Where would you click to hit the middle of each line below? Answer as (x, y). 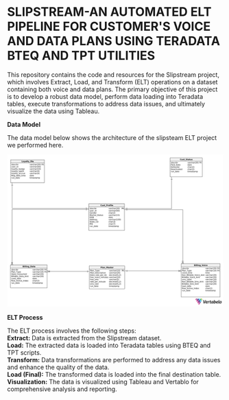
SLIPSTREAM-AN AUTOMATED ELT (109, 12)
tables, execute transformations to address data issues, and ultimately (106, 104)
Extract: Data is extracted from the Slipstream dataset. (84, 338)
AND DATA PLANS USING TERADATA (114, 41)
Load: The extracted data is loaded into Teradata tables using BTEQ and (109, 345)
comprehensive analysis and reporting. (62, 389)
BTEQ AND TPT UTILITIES (81, 56)
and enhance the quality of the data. (58, 367)
